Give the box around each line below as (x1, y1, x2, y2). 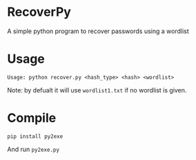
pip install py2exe (7, 132, 63, 140)
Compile (7, 110, 57, 126)
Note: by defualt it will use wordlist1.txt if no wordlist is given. (7, 86, 187, 94)
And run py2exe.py (7, 145, 60, 153)
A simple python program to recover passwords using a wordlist (7, 27, 190, 35)
